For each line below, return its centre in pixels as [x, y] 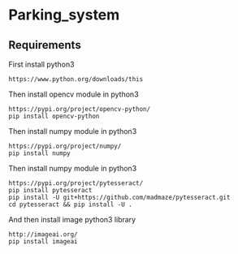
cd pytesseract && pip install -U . [70, 204]
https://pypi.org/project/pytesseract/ [76, 183]
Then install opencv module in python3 [74, 94]
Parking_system [64, 15]
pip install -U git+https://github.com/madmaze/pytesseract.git [119, 197]
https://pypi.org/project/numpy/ [65, 146]
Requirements [45, 45]
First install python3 [41, 64]
